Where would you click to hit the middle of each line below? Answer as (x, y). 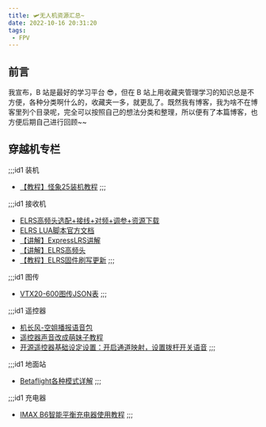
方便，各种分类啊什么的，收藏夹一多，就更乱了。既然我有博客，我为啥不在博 (133, 102)
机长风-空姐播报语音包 (56, 327)
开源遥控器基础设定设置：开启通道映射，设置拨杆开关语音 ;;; (118, 347)
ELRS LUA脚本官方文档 (57, 230)
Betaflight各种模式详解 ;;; (60, 380)
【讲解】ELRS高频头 (53, 250)
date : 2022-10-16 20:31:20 (53, 23)
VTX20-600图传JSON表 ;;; (63, 293)
